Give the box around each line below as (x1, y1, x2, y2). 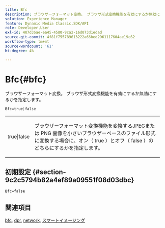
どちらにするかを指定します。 (34, 144, 103, 151)
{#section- (32, 168, 66, 176)
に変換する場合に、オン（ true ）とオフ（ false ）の (34, 137, 154, 144)
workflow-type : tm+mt (5, 39, 50, 44)
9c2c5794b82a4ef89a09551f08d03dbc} (5, 175, 135, 184)
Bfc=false (5, 189, 26, 194)
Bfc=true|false (5, 107, 36, 112)
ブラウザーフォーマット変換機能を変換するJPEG (34, 122, 145, 129)
